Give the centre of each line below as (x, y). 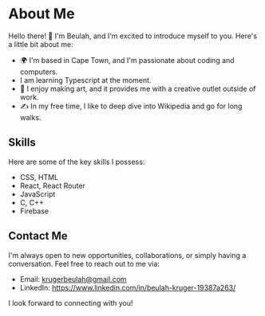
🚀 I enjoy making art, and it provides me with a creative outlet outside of (138, 88)
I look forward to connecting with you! (71, 302)
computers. (39, 72)
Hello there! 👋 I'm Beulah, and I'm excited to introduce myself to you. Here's (133, 36)
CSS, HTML (39, 177)
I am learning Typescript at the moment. (85, 80)
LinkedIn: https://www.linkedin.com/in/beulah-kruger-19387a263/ (128, 287)
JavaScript (38, 194)
